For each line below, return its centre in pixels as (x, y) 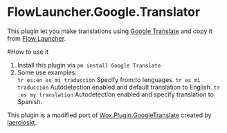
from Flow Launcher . (37, 38)
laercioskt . (22, 122)
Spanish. (30, 101)
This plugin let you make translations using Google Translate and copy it (110, 31)
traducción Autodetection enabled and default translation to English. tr (118, 87)
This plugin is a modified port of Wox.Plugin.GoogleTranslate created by (110, 115)
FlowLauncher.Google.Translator (104, 12)
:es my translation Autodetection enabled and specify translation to (116, 94)
